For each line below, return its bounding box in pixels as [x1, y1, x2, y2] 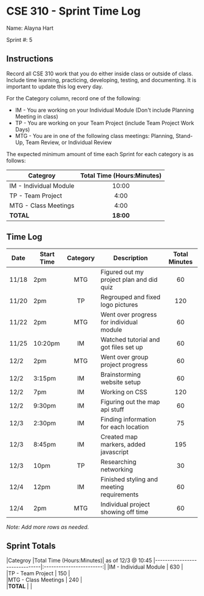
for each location [100, 422, 149, 431]
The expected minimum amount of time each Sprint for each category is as [6, 150, 194, 157]
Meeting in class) [15, 112, 59, 120]
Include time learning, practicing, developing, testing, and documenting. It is [6, 76, 197, 83]
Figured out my [100, 267, 144, 276]
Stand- [175, 132, 193, 139]
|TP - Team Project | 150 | [6, 570, 70, 577]
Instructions [6, 53, 53, 64]
